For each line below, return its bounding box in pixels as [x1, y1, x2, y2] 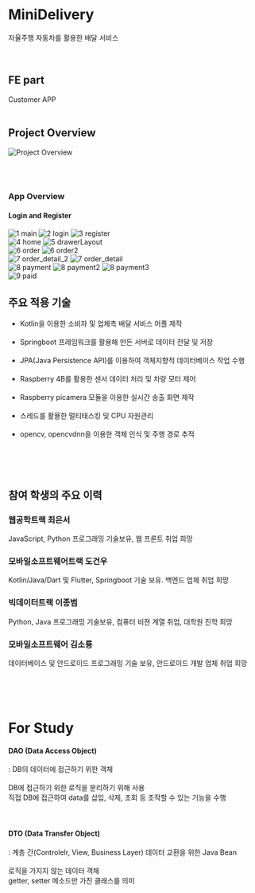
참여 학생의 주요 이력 [8, 488, 102, 502]
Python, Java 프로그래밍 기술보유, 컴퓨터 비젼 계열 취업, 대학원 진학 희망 [8, 617, 233, 626]
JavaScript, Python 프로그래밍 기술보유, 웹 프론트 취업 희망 [8, 534, 193, 543]
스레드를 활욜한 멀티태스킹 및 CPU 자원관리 [19, 410, 154, 420]
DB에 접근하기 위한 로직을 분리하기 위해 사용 [8, 783, 145, 793]
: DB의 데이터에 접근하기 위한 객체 [8, 765, 114, 774]
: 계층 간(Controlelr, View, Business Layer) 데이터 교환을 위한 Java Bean [8, 847, 237, 857]
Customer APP [8, 94, 56, 104]
